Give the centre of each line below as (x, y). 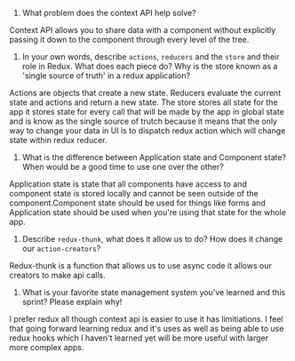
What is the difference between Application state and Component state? (154, 157)
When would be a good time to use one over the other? (123, 167)
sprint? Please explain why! (72, 302)
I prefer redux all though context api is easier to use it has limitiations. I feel (146, 319)
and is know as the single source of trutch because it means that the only (144, 121)
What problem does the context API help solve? (109, 13)
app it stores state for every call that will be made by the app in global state (147, 112)
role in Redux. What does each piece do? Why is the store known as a (150, 66)
